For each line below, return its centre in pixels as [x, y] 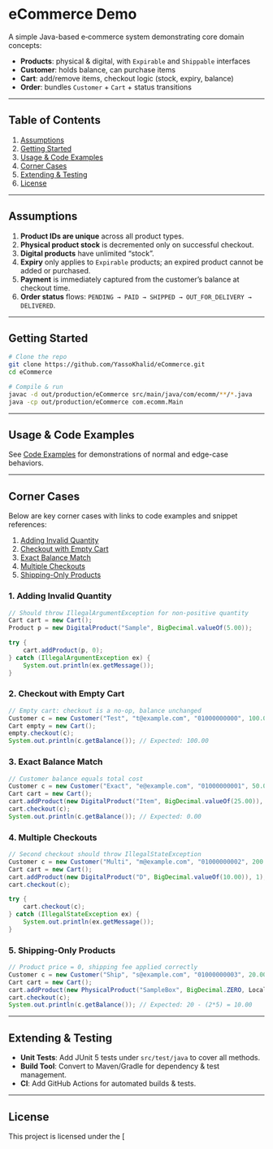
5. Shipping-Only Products [62, 950]
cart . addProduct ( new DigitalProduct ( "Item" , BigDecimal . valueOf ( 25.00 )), [136, 802]
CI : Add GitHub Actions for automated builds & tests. [108, 1084]
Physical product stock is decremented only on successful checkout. [137, 244]
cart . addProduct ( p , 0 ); [63, 651]
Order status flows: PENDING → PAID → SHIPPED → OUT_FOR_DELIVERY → [136, 296]
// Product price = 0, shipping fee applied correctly [103, 968]
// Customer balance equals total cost [76, 779]
